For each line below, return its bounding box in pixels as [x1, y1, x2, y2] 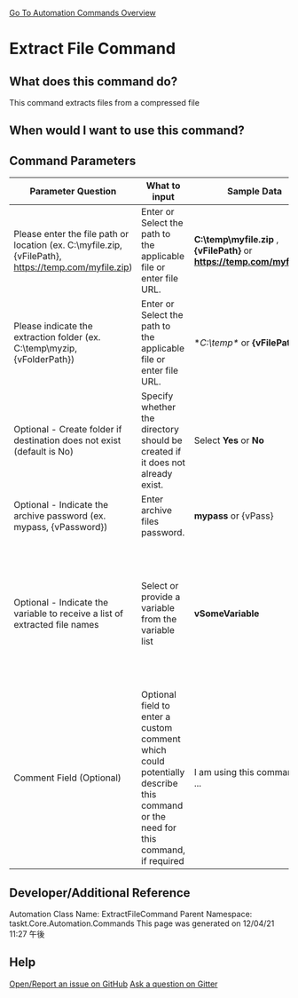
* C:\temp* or [193, 337, 250, 349]
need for [141, 821, 177, 834]
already [141, 468, 173, 480]
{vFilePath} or [193, 244, 253, 257]
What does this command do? [9, 74, 178, 89]
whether [141, 401, 176, 414]
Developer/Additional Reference [9, 885, 191, 900]
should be [141, 434, 184, 447]
